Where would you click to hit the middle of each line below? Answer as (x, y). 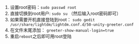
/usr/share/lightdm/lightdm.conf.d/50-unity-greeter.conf (72, 25)
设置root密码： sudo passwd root (43, 7)
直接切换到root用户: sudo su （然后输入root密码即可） (65, 13)
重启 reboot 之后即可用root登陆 (41, 36)
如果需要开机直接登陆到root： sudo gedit (52, 20)
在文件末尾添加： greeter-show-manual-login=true (62, 30)
